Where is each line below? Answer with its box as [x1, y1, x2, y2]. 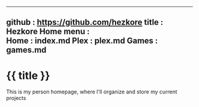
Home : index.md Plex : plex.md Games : [6, 36, 158, 46]
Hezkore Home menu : [6, 27, 90, 37]
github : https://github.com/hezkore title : [6, 17, 163, 27]
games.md [6, 45, 47, 55]
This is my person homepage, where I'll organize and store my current [6, 88, 178, 95]
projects [6, 95, 27, 102]
